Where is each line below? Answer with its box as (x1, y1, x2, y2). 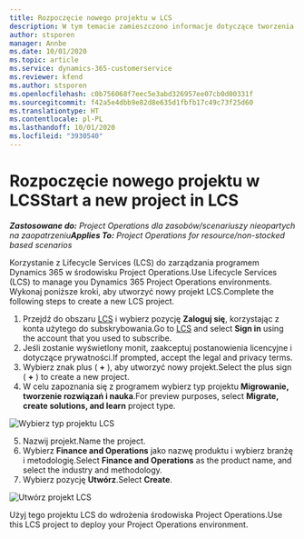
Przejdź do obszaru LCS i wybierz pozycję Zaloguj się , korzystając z (22, 313, 279, 324)
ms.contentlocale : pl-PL (9, 115, 103, 124)
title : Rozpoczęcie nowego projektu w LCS (9, 13, 172, 23)
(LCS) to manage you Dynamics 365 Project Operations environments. (9, 276, 272, 287)
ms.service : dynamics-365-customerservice (9, 65, 172, 74)
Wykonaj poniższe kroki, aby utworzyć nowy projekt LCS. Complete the (9, 285, 274, 296)
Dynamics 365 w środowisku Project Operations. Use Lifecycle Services (9, 266, 278, 277)
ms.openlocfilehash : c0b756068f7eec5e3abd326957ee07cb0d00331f (9, 89, 254, 98)
